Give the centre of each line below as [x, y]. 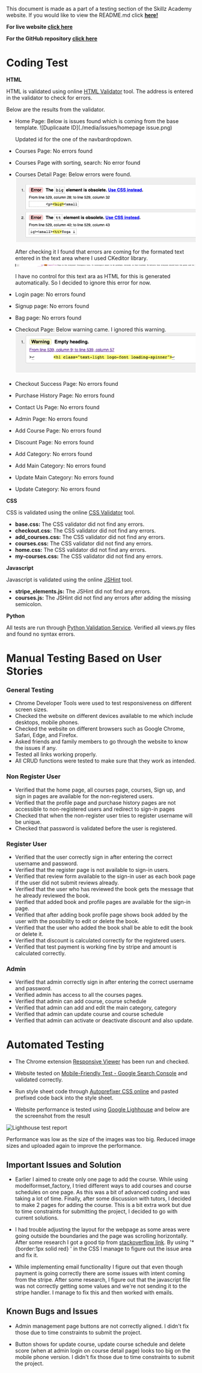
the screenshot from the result [53, 1116]
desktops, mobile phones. [47, 722]
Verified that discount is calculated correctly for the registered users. [100, 940]
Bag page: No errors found [48, 318]
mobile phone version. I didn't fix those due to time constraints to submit [105, 1357]
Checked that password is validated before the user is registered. [96, 828]
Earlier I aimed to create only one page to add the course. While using [101, 1179]
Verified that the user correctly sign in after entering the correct [93, 857]
